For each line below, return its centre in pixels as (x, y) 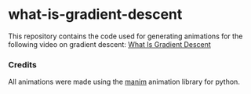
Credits (22, 64)
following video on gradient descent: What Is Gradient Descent (110, 44)
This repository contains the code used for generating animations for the (125, 36)
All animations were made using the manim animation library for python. (124, 82)
